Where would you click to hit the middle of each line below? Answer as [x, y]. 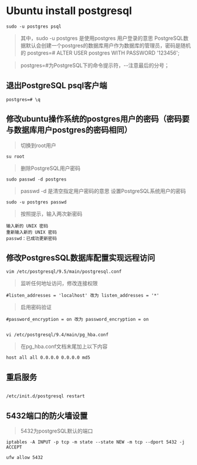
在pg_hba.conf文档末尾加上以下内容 [64, 347]
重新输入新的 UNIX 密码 [32, 232]
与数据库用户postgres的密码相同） [69, 130]
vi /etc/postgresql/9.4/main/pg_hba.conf [57, 335]
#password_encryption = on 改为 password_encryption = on [77, 320]
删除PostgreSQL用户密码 [50, 168]
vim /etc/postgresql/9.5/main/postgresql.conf [64, 272]
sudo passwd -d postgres [36, 179]
